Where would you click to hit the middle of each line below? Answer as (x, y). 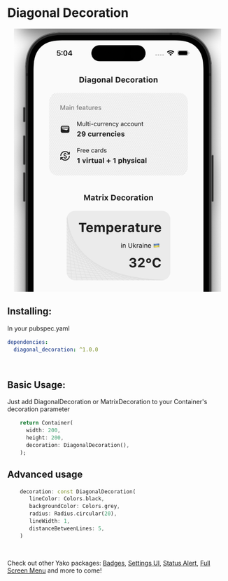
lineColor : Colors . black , (67, 499)
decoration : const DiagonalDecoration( (78, 492)
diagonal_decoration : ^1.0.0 (56, 349)
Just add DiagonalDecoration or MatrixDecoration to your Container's (107, 402)
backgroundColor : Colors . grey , (74, 507)
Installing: (30, 311)
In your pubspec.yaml (38, 328)
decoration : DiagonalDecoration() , (78, 445)
